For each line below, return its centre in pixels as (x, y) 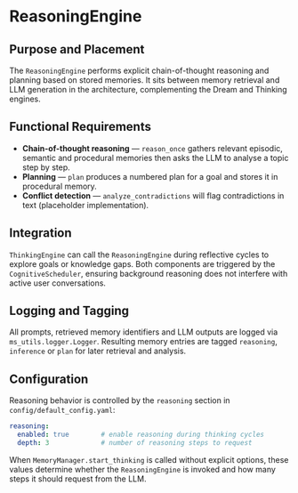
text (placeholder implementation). (85, 205)
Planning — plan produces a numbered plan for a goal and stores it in (150, 176)
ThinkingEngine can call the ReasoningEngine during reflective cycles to (139, 255)
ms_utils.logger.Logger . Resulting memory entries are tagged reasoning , (143, 342)
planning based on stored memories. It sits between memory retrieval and (145, 80)
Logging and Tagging (69, 311)
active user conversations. (58, 283)
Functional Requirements (80, 127)
